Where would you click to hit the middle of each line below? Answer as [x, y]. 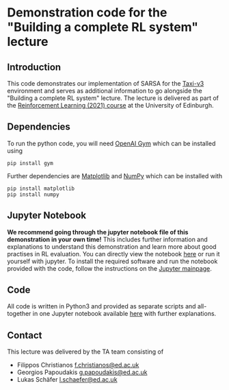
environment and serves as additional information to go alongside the [105, 91]
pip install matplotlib [41, 188]
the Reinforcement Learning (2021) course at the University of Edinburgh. [110, 105]
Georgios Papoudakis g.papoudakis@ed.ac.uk [82, 372]
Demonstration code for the [87, 13]
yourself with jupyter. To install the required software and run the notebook [112, 261]
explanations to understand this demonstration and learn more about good [112, 246]
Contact [25, 335]
